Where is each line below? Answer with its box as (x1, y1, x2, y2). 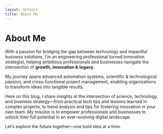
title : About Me (5, 12, 38, 17)
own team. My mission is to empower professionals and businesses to (5, 109, 146, 115)
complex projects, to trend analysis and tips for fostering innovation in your (5, 104, 156, 110)
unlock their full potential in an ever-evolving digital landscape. (5, 114, 131, 120)
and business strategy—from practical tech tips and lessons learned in (5, 98, 147, 105)
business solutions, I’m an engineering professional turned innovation (5, 54, 145, 60)
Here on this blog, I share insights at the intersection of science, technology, (5, 94, 159, 99)
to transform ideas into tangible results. (5, 84, 84, 90)
